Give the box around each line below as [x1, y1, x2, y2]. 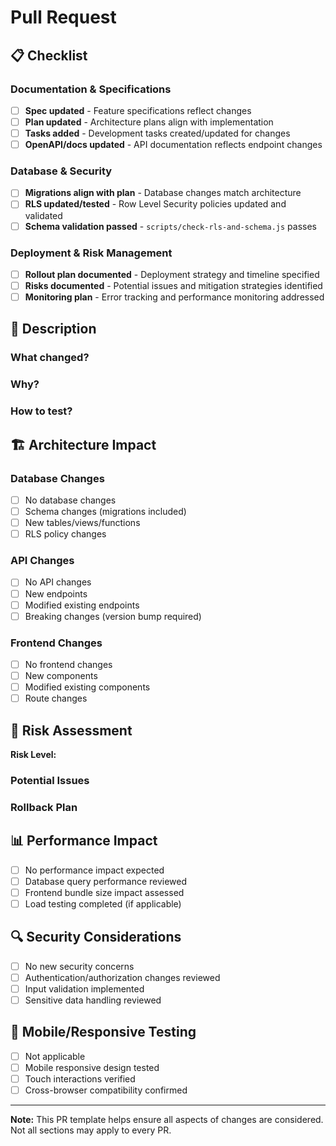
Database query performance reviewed [24, 875, 188, 887]
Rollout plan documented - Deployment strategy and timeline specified [24, 268, 320, 280]
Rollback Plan [10, 800, 78, 814]
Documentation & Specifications [10, 82, 172, 96]
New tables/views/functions [24, 517, 141, 529]
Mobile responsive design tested [24, 1061, 160, 1073]
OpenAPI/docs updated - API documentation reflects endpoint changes [24, 139, 323, 151]
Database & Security [10, 164, 113, 178]
